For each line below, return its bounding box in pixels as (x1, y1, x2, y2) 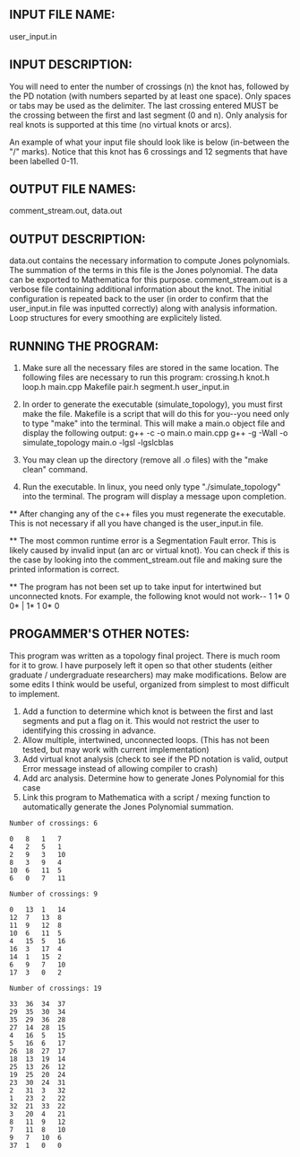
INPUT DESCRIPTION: (9, 57, 133, 73)
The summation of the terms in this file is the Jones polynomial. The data (9, 265, 279, 276)
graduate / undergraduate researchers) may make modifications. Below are (9, 669, 287, 680)
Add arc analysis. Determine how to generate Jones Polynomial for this (21, 773, 285, 783)
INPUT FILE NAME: (9, 7, 116, 22)
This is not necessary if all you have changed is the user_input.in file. (9, 518, 264, 529)
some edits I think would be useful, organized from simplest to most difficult (9, 678, 289, 690)
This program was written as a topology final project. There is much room (9, 650, 280, 661)
